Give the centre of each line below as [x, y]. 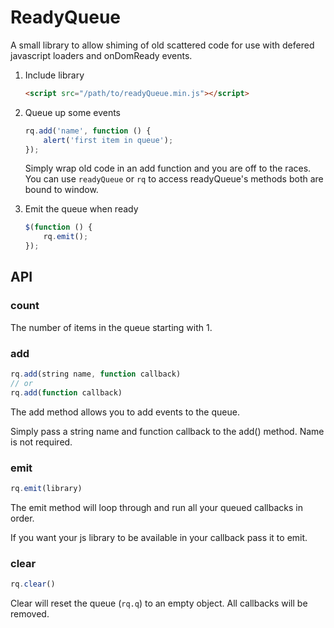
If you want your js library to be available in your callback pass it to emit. [159, 537]
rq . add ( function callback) [66, 392]
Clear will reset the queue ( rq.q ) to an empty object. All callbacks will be [159, 603]
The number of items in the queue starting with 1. [111, 327]
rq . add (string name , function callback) [96, 374]
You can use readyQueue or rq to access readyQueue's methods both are [174, 179]
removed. [30, 614]
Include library [54, 75]
